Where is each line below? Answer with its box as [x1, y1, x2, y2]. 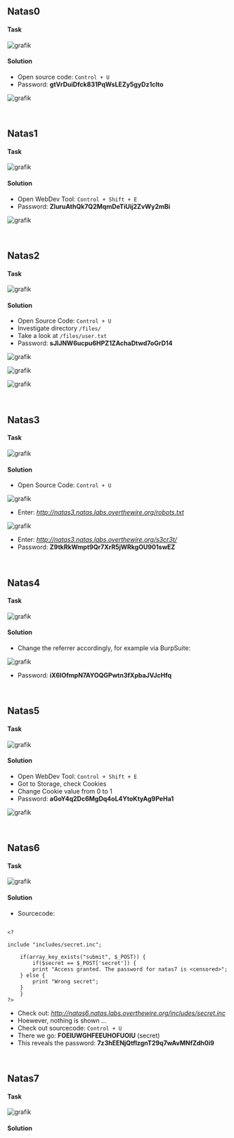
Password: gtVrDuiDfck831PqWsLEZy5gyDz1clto [17, 80, 164, 89]
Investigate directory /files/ [17, 324, 102, 332]
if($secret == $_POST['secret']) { [32, 959, 137, 966]
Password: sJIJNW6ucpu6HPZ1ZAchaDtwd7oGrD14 [17, 339, 174, 347]
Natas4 [7, 576, 41, 589]
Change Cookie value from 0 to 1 [17, 787, 112, 795]
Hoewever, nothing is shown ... [17, 1016, 107, 1025]
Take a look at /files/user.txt [17, 332, 108, 340]
